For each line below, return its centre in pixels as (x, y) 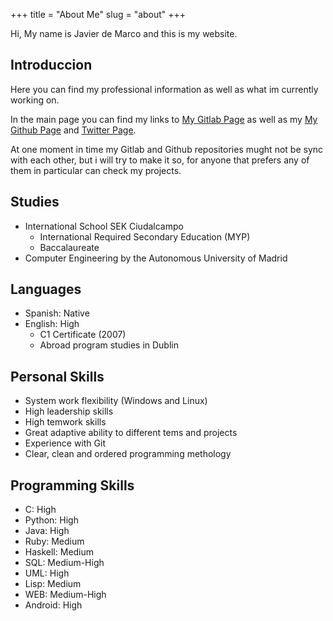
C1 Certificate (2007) (83, 335)
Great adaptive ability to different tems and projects (131, 433)
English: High (52, 324)
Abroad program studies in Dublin (109, 345)
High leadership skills (69, 411)
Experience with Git (65, 443)
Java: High (47, 531)
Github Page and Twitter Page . (73, 130)
